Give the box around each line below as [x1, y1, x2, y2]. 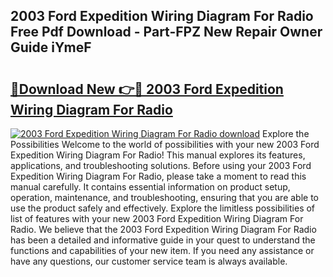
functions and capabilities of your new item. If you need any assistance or [10, 245, 315, 256]
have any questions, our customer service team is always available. [10, 255, 288, 267]
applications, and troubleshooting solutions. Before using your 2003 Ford [10, 160, 312, 171]
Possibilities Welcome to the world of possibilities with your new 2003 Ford [10, 139, 320, 150]
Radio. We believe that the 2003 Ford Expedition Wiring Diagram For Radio [10, 224, 317, 235]
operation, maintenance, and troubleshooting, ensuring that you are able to [10, 192, 320, 203]
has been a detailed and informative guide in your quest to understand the [10, 234, 316, 246]
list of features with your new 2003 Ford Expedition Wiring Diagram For [10, 213, 304, 224]
